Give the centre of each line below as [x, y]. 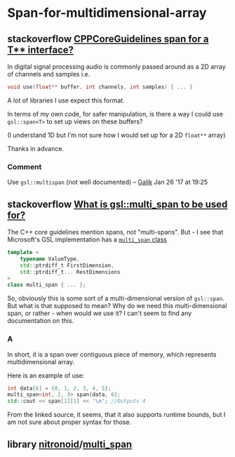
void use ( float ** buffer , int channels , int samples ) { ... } [100, 87]
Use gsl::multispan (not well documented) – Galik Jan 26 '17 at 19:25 [108, 182]
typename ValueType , [50, 259]
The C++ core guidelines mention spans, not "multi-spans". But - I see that [115, 232]
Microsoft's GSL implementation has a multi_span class [87, 239]
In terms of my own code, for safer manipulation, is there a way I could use [115, 114]
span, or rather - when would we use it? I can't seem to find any [100, 313]
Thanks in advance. [36, 148]
